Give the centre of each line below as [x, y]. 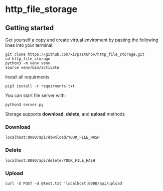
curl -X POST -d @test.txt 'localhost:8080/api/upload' [65, 183]
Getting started [30, 28]
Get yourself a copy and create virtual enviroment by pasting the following [82, 40]
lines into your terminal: [29, 45]
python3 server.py [24, 105]
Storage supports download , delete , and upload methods [65, 114]
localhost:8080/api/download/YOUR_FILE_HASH [52, 137]
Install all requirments [27, 77]
